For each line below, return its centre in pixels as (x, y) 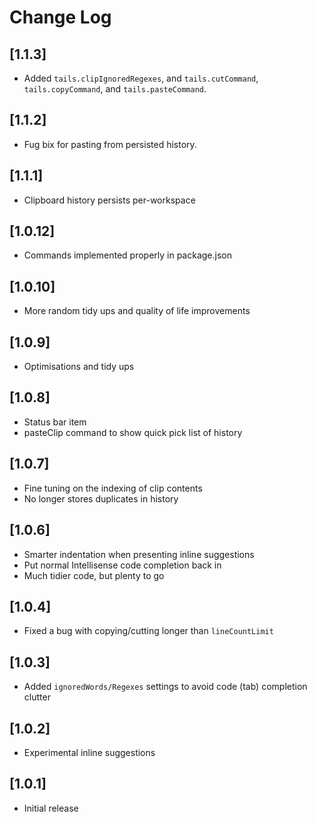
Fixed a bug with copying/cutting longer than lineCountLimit (148, 631)
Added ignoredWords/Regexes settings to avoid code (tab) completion (165, 687)
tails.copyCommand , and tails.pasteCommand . (115, 89)
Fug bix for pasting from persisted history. (110, 144)
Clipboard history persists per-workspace (109, 200)
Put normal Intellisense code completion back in (122, 565)
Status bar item (55, 422)
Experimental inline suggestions (89, 752)
